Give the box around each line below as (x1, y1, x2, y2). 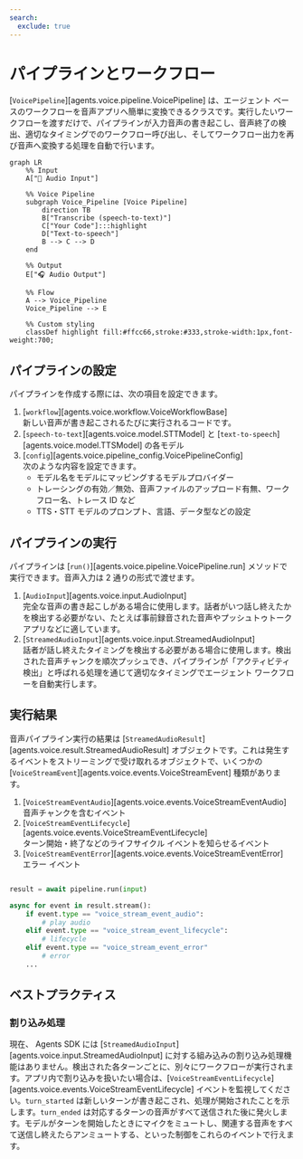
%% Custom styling (25, 320, 95, 329)
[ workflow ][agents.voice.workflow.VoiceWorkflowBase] (22, 406, 228, 417)
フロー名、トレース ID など (35, 495, 136, 506)
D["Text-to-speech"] (42, 230, 119, 239)
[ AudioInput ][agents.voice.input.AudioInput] (22, 590, 187, 602)
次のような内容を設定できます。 (22, 461, 142, 471)
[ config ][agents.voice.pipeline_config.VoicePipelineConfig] (22, 450, 243, 461)
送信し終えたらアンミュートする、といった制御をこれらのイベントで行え (16, 1129, 287, 1140)
